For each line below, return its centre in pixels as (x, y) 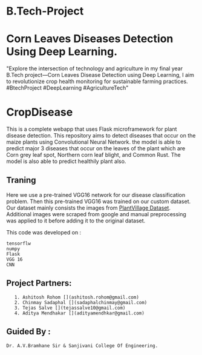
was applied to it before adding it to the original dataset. (76, 221)
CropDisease (40, 112)
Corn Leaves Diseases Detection (90, 39)
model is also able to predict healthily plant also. (66, 161)
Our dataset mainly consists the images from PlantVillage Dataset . (89, 208)
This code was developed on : (44, 232)
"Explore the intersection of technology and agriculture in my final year (95, 68)
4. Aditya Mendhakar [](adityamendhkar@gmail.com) (80, 313)
